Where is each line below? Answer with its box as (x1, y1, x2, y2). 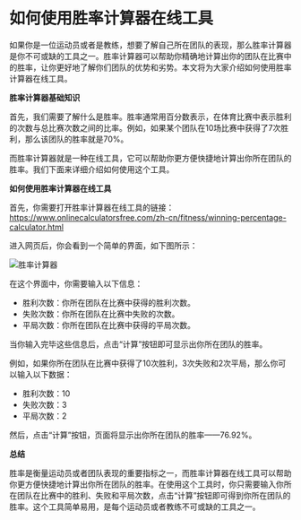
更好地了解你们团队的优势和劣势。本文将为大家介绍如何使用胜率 (56, 62, 292, 73)
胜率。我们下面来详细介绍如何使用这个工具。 (9, 163, 175, 175)
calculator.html (9, 221, 64, 232)
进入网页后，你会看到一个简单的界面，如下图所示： (9, 239, 198, 251)
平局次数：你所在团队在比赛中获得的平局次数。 (21, 319, 195, 330)
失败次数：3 (21, 399, 67, 410)
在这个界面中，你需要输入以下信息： (9, 278, 143, 289)
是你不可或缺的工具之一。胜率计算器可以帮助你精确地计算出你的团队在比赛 (9, 50, 284, 61)
